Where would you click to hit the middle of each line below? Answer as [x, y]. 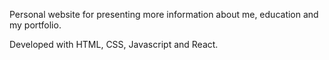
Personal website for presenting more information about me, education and [164, 14]
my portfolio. [35, 25]
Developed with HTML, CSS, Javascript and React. [114, 44]
